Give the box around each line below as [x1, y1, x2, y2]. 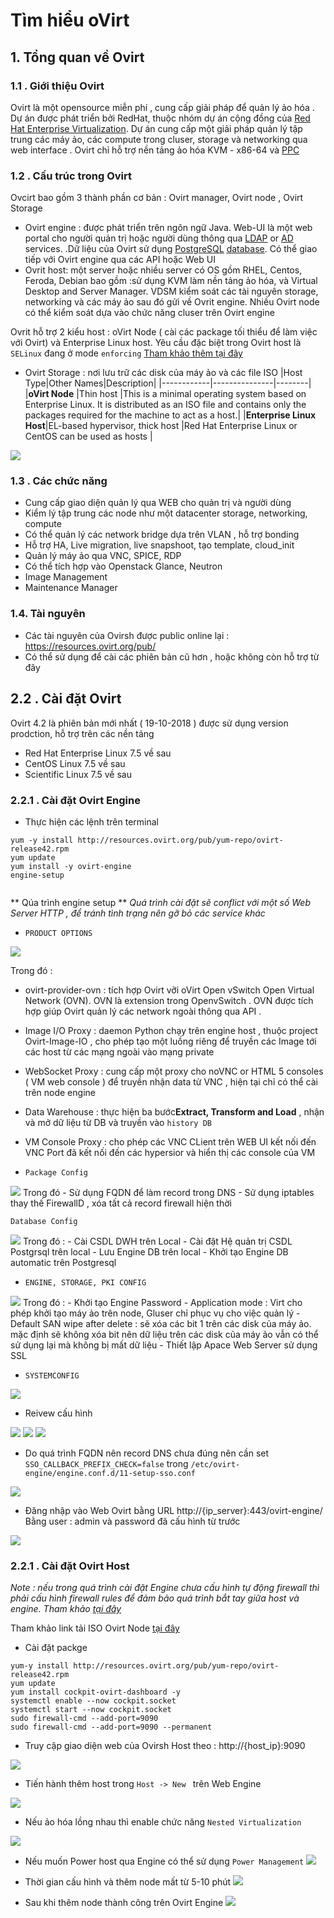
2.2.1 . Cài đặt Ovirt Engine [10, 793, 141, 807]
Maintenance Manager [24, 582, 118, 594]
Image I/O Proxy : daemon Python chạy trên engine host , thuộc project [24, 1024, 318, 1036]
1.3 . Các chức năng [10, 474, 108, 488]
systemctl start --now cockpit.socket [10, 1705, 172, 1715]
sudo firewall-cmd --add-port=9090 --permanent [10, 1722, 213, 1733]
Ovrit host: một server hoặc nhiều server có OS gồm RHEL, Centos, [24, 264, 303, 276]
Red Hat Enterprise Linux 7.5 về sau [24, 747, 172, 759]
